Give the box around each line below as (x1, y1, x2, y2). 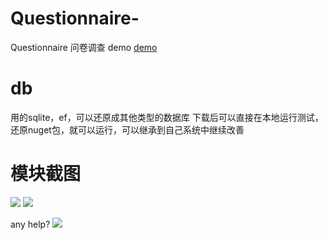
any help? (10, 218, 51, 230)
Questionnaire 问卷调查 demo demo (10, 41, 158, 53)
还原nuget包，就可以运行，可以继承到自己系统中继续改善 (10, 123, 245, 136)
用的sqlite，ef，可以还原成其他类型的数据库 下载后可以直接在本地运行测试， (10, 111, 324, 123)
